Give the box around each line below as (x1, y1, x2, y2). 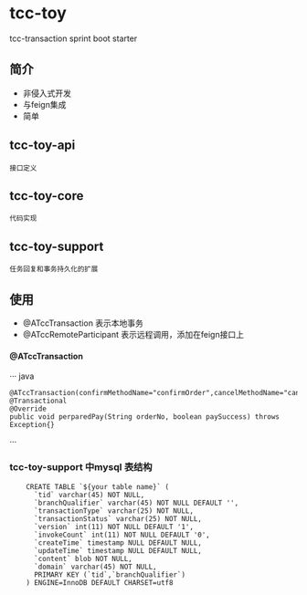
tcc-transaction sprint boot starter (9, 33, 138, 44)
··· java (9, 371, 35, 381)
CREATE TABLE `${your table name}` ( (26, 482, 170, 491)
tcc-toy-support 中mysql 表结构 (9, 461, 153, 474)
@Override (9, 404, 48, 413)
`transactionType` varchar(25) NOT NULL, (33, 506, 195, 516)
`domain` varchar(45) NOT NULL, (33, 562, 157, 571)
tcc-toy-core (9, 188, 84, 204)
